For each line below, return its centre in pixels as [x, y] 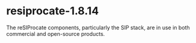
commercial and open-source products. [56, 33]
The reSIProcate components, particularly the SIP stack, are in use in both [98, 27]
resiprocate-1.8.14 [53, 11]
